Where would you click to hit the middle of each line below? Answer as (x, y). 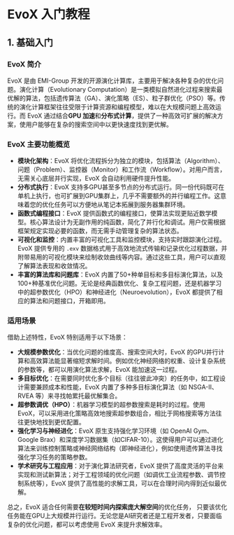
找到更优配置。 (63, 422)
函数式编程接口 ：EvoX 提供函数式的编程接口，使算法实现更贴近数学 (114, 214)
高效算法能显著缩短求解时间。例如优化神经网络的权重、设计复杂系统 (127, 361)
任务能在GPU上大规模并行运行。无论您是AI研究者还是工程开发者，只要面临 (115, 516)
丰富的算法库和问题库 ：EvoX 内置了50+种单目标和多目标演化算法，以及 (120, 275)
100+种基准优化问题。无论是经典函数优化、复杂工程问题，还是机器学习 (119, 284)
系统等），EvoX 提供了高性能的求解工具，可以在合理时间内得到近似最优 (125, 483)
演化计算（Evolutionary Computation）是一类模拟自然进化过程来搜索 (118, 89)
